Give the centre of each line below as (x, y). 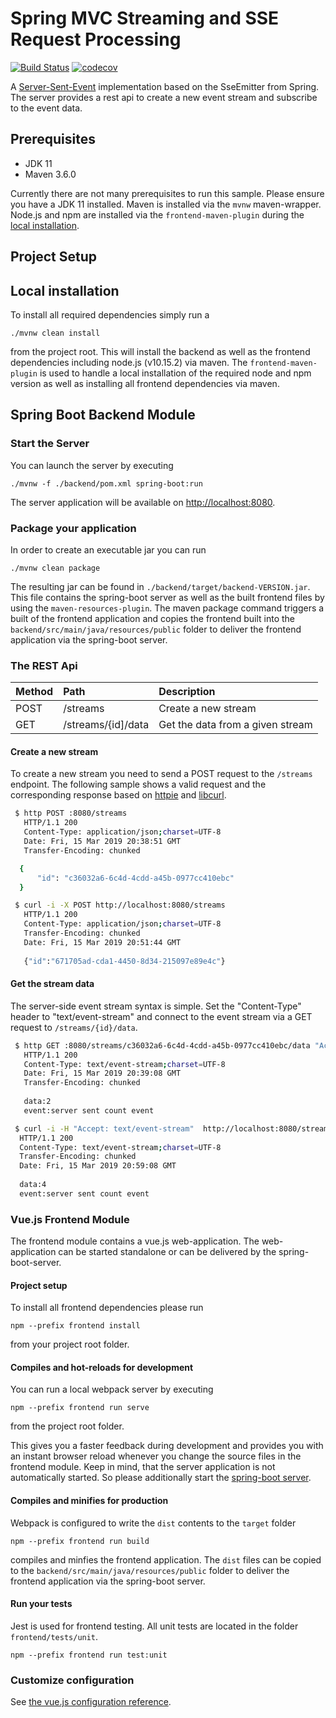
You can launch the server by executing (92, 465)
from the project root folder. (67, 1426)
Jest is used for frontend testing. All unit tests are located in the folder (154, 1626)
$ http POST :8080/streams (71, 813)
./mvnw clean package (55, 568)
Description (187, 692)
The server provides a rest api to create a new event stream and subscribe (164, 97)
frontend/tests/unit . (54, 1636)
